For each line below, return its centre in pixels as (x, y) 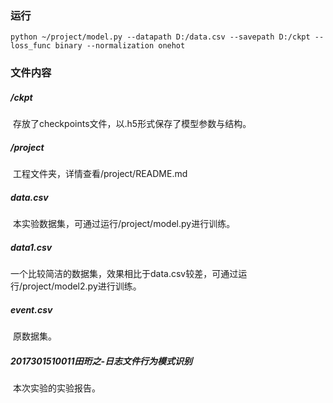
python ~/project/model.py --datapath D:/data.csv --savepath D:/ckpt (160, 37)
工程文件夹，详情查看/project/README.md (100, 174)
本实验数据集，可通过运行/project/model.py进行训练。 (124, 224)
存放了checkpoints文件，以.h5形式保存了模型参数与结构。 (132, 124)
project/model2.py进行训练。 (82, 286)
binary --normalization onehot (120, 46)
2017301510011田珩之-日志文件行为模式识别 (101, 361)
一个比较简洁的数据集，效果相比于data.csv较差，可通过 (124, 274)
